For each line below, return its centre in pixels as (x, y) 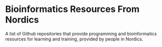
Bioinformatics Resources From (72, 9)
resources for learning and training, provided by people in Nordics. (74, 39)
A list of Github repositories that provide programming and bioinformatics (81, 33)
